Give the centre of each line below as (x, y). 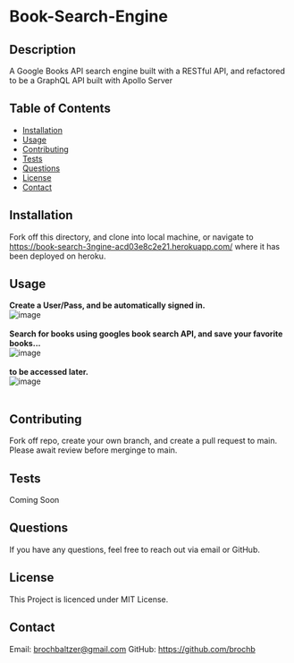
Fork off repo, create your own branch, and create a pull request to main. (143, 441)
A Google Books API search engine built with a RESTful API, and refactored (147, 71)
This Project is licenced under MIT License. (89, 599)
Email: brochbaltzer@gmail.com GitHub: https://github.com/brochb (133, 649)
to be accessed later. (49, 372)
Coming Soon (34, 500)
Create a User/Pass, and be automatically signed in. (107, 305)
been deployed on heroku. (58, 256)
